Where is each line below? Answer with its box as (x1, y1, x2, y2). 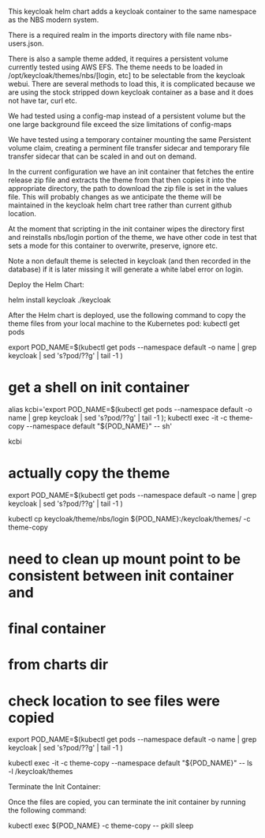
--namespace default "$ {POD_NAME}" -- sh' (26, 421, 172, 431)
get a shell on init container (8, 379, 190, 397)
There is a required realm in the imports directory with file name (8, 31, 215, 39)
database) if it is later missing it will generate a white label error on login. (8, 264, 244, 274)
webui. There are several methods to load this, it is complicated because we (8, 79, 256, 88)
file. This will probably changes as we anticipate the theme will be (8, 193, 222, 201)
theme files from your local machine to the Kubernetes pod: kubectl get (8, 319, 241, 328)
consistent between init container (8, 567, 234, 585)
